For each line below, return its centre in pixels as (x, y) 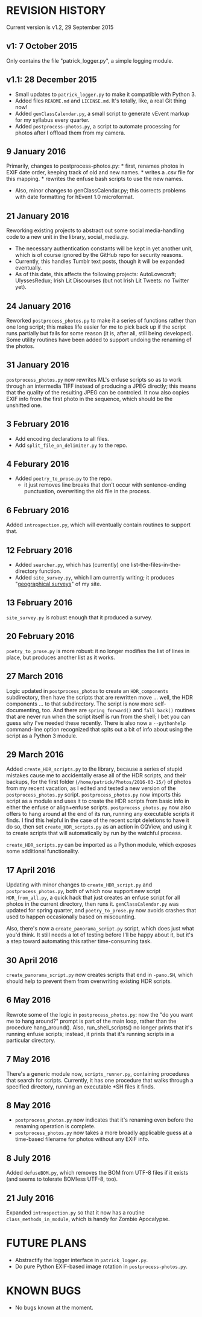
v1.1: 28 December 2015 (52, 80)
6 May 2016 (29, 1000)
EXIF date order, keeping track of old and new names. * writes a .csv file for (100, 172)
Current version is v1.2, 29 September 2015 (60, 27)
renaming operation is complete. (55, 1126)
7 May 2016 (28, 1059)
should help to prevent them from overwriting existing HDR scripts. (89, 981)
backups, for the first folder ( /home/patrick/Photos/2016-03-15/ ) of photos (99, 782)
